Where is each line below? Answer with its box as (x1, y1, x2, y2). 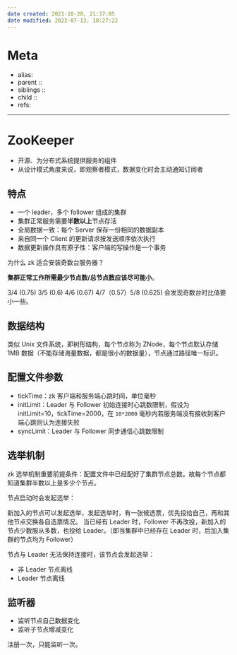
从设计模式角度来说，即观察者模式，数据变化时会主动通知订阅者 (17, 165, 203, 174)
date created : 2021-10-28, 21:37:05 (7, 10, 115, 18)
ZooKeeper (7, 132, 75, 148)
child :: (17, 93, 37, 102)
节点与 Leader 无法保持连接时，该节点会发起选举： (7, 550, 155, 558)
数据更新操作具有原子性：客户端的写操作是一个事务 (17, 243, 166, 252)
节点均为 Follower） (19, 535, 78, 543)
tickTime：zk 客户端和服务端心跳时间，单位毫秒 (17, 391, 157, 400)
